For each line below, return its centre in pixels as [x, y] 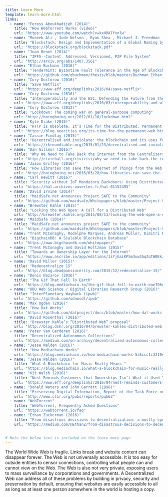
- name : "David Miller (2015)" [42, 262]
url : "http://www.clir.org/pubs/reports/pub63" [64, 396]
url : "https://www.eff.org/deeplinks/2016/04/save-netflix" [78, 89]
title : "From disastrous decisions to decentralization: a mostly [85, 420]
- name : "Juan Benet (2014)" [40, 52]
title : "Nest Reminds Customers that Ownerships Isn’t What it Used [87, 378]
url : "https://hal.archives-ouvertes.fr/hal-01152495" [72, 187]
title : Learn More [24, 10]
